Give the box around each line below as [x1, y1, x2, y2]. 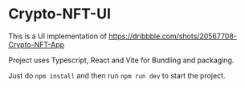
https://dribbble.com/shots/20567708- [108, 31, 237, 41]
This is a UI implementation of [8, 31, 107, 41]
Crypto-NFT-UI [8, 5, 111, 23]
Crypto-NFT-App [8, 39, 65, 49]
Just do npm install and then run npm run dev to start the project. [8, 70, 226, 80]
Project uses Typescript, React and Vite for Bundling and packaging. [8, 55, 235, 65]
